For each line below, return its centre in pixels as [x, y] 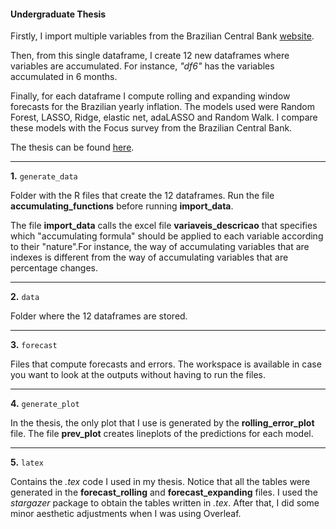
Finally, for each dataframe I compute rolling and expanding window [150, 96]
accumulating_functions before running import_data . [122, 206]
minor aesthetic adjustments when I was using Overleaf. [126, 514]
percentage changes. [54, 268]
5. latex [27, 462]
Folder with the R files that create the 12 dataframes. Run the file [142, 196]
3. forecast [34, 345]
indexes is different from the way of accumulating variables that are [149, 257]
